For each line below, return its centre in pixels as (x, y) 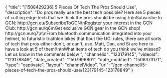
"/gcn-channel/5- (129, 65)
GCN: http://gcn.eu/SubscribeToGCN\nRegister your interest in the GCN (79, 23)
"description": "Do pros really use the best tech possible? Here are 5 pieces (83, 12)
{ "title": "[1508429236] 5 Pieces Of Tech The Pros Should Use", (71, 7)
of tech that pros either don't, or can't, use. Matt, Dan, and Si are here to (79, 44)
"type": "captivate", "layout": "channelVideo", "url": (58, 65)
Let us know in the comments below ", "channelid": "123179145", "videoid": (82, 54)
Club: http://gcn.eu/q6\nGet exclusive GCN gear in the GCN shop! (73, 28)
